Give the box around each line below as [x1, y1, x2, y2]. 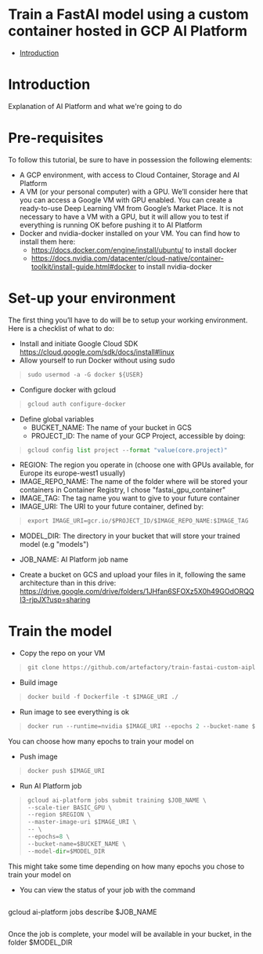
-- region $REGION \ [27, 810, 92, 819]
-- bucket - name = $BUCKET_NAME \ [27, 839, 127, 848]
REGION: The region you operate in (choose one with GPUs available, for [19, 461, 254, 470]
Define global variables [19, 414, 95, 424]
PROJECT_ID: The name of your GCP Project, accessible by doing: [31, 431, 246, 440]
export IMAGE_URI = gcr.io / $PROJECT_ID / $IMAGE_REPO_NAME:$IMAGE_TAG [27, 517, 249, 525]
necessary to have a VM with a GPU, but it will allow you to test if [19, 212, 229, 221]
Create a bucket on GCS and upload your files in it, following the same [19, 570, 247, 580]
